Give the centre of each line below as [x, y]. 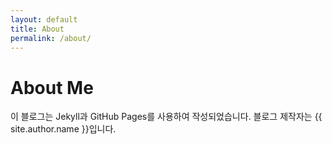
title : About [37, 29]
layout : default [44, 19]
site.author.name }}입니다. [63, 129]
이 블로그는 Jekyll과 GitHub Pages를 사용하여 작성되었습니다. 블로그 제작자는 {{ [166, 117]
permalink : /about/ [51, 38]
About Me [52, 87]
